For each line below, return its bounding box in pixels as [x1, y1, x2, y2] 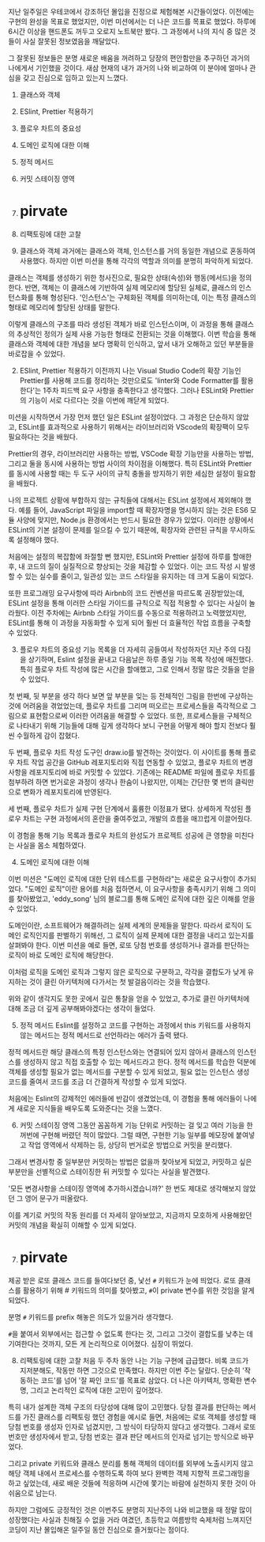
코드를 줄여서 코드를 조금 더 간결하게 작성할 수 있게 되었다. [8, 1077, 187, 1086]
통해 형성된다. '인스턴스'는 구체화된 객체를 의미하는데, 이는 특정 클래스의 [35, 292, 256, 302]
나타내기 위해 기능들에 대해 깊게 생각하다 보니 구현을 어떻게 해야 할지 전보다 [16, 721, 248, 730]
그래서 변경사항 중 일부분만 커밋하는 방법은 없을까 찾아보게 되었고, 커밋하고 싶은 [8, 1157, 252, 1166]
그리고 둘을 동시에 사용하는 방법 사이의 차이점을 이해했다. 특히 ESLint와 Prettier [8, 458, 252, 468]
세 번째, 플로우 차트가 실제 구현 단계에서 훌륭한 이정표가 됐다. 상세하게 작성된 [8, 804, 244, 813]
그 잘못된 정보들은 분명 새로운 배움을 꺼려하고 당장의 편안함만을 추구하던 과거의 [8, 54, 251, 63]
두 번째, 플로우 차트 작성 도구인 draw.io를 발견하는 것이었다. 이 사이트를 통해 [8, 747, 242, 757]
